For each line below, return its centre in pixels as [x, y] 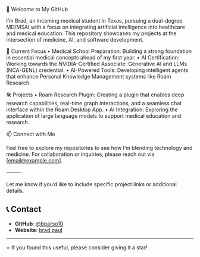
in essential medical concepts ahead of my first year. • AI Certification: [93, 57]
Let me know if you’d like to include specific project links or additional [91, 184]
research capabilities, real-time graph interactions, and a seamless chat [94, 103]
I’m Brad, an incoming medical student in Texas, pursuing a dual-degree [94, 21]
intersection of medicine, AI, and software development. [75, 40]
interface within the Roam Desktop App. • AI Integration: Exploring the [92, 109]
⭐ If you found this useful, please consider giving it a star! [77, 247]
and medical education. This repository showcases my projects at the [91, 33]
